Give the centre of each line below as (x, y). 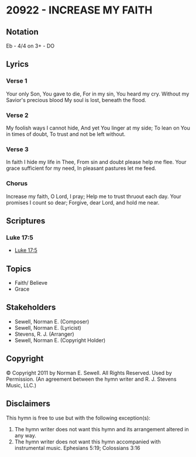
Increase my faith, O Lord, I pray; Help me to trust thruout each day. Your (94, 196)
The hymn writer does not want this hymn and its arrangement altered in (102, 429)
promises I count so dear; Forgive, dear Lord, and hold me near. (83, 202)
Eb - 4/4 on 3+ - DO (30, 46)
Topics (19, 269)
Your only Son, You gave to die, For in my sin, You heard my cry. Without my (98, 94)
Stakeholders (31, 307)
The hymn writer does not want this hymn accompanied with (87, 441)
